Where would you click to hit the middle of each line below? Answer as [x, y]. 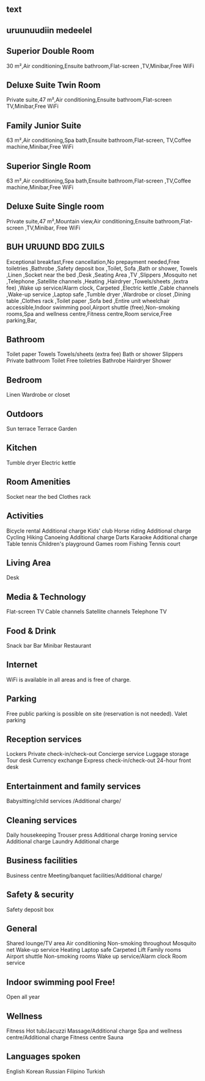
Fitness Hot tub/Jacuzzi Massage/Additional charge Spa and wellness [94, 1031]
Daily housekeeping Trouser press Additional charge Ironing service [92, 835]
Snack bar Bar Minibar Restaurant [49, 645]
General [22, 929]
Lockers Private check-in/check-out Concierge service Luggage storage [98, 754]
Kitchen [22, 448]
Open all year [23, 997]
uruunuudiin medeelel [49, 30]
